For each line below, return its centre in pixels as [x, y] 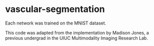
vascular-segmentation [55, 9]
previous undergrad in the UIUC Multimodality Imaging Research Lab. [77, 38]
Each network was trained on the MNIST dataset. [56, 23]
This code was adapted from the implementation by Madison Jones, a [77, 32]
